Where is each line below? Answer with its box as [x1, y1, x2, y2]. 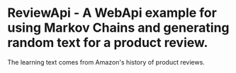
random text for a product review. [7, 35, 208, 51]
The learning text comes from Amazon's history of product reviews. [7, 58, 206, 66]
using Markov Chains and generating [7, 20, 230, 36]
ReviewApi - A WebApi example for [7, 5, 218, 21]
